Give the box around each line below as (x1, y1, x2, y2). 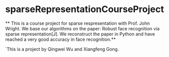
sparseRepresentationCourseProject (5, 4, 164, 15)
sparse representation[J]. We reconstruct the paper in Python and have (5, 31, 155, 37)
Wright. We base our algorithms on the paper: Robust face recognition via (5, 25, 160, 31)
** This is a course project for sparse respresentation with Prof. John (5, 20, 150, 26)
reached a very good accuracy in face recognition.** (5, 36, 116, 42)
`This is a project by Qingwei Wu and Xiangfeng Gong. (5, 46, 119, 52)
